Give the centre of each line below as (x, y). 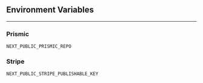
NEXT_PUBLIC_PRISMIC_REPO (39, 47)
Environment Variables (50, 10)
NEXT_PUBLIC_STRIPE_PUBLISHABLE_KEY (52, 74)
